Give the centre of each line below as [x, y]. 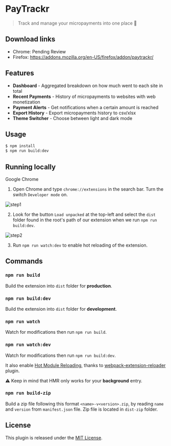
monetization [27, 102]
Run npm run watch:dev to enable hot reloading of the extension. [80, 245]
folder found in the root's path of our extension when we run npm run [85, 220]
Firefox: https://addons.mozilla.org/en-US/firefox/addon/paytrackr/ [83, 57]
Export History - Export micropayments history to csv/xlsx [74, 113]
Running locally [31, 167]
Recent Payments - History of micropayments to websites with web [84, 96]
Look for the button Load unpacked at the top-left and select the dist [84, 214]
